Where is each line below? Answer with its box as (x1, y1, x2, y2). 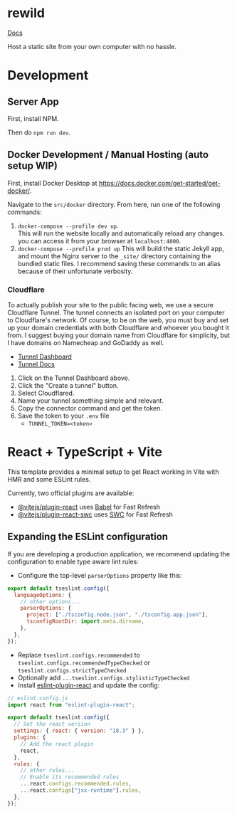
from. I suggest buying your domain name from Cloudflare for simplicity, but (7, 331, 230, 339)
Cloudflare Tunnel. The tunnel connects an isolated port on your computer (7, 308, 226, 317)
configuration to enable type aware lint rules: (7, 557, 139, 566)
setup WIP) (7, 160, 58, 172)
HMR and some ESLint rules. (7, 475, 91, 483)
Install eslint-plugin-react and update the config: (17, 681, 160, 689)
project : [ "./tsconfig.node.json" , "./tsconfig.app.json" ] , (26, 611, 209, 618)
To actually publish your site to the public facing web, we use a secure (7, 301, 214, 310)
